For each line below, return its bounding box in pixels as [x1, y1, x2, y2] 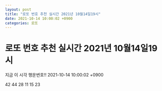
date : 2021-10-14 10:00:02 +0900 [5, 16, 73, 21]
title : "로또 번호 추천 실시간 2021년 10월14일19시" [5, 12, 101, 16]
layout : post [5, 7, 32, 12]
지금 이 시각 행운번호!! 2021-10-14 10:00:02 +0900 [5, 72, 104, 78]
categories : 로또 [5, 20, 38, 26]
